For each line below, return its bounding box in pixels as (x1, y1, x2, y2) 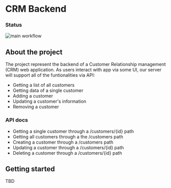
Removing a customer (12, 104, 59, 110)
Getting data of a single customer (12, 87, 83, 93)
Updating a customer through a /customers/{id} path (12, 144, 124, 151)
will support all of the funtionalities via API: (5, 72, 95, 78)
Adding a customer (12, 93, 53, 99)
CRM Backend (5, 3, 67, 15)
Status (5, 21, 22, 29)
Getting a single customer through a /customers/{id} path (12, 128, 134, 134)
